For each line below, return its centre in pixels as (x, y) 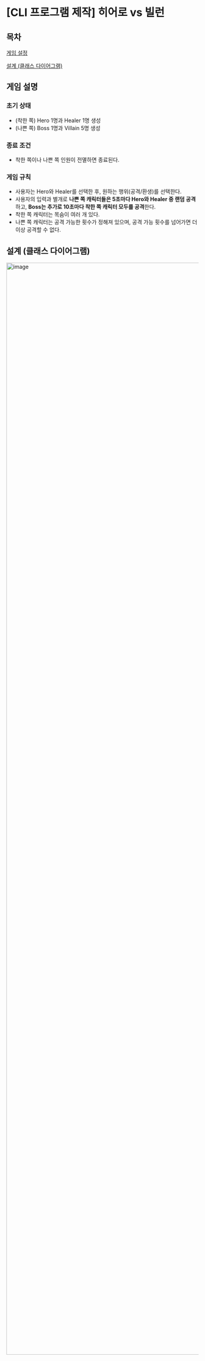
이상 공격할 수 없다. (38, 230)
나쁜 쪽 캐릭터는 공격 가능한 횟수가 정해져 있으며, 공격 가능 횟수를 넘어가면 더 (106, 222)
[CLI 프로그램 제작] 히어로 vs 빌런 (85, 13)
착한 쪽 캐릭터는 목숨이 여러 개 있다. (57, 215)
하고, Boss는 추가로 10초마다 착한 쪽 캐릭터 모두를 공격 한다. (85, 207)
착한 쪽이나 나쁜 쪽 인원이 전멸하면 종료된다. (67, 160)
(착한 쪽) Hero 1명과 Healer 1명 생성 (58, 120)
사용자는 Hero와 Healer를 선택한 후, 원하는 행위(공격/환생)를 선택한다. (98, 192)
